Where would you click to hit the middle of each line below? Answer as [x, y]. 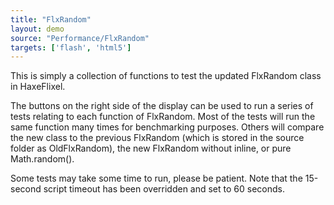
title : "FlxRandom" [51, 19]
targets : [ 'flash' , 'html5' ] [71, 47]
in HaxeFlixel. [38, 87]
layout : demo [37, 29]
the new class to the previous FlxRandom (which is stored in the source [157, 138]
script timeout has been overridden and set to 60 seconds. [164, 189]
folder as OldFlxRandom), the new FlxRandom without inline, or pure [151, 148]
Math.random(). [42, 159]
